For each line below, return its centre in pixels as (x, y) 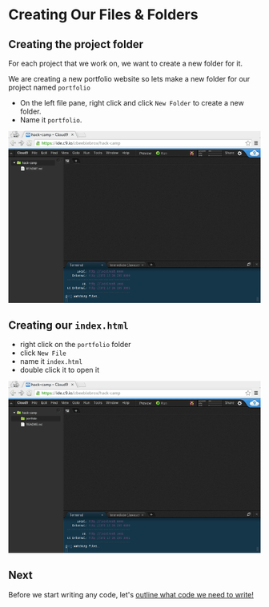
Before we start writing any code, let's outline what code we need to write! (131, 594)
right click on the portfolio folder (75, 345)
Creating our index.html (69, 325)
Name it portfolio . (51, 120)
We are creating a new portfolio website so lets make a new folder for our (129, 79)
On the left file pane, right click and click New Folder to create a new (132, 103)
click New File (43, 353)
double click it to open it (60, 370)
